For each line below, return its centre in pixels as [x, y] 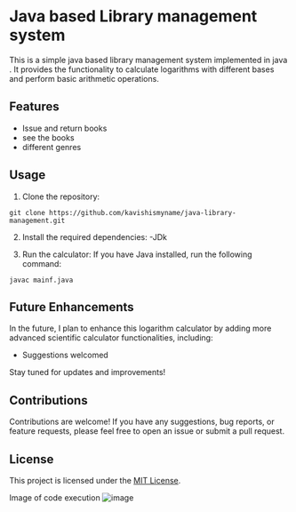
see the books [48, 137]
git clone [28, 212]
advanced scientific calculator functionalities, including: [111, 338]
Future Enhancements [72, 307]
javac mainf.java [41, 280]
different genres [52, 147]
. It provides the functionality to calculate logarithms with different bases [142, 69]
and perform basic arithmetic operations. [84, 78]
